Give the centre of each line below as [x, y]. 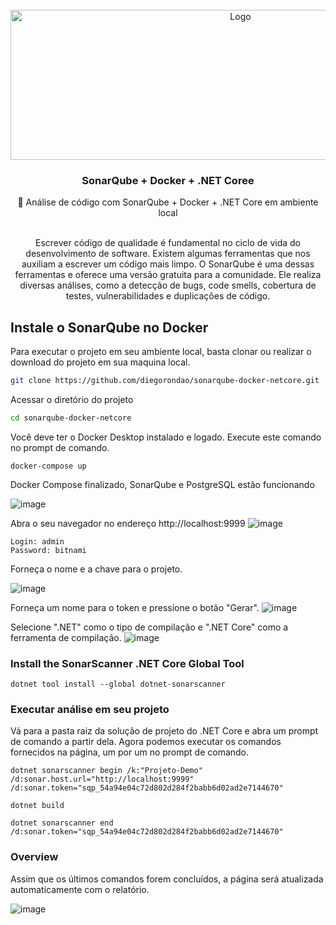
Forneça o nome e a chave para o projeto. [96, 569]
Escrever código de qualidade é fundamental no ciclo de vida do [168, 243]
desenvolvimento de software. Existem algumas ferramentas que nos [168, 254]
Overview [34, 857]
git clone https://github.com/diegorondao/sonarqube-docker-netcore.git [165, 381]
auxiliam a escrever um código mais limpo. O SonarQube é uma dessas [168, 264]
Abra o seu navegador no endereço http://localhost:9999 [128, 523]
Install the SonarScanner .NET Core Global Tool [127, 663]
